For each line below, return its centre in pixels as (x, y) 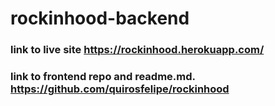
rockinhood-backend (100, 18)
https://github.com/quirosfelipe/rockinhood (120, 89)
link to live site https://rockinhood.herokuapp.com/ (137, 50)
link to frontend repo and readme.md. (103, 77)
